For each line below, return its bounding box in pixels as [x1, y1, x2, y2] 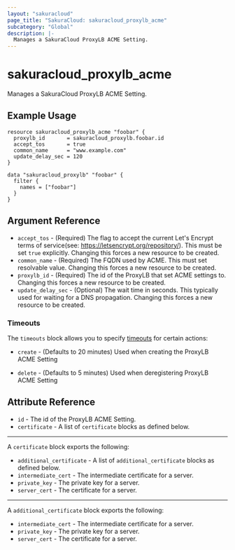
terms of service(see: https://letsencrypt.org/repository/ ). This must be [17, 241, 222, 249]
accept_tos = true [13, 141, 86, 148]
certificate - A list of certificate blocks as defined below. [17, 422, 190, 431]
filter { [13, 177, 39, 184]
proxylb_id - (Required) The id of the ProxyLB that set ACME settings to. [17, 270, 227, 279]
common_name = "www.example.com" [13, 146, 127, 154]
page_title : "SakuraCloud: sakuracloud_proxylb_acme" [7, 17, 168, 24]
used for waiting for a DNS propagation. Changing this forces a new [17, 293, 213, 301]
